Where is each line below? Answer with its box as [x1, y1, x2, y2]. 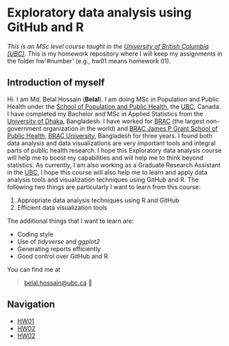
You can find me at [7, 265, 61, 273]
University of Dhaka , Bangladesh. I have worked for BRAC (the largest [7, 117, 205, 125]
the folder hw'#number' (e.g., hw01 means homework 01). [7, 56, 171, 65]
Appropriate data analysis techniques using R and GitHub [17, 196, 180, 204]
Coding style [17, 230, 54, 238]
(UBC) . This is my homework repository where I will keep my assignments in [7, 50, 223, 58]
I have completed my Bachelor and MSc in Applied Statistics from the [7, 109, 204, 118]
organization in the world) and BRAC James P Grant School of [43, 124, 218, 132]
